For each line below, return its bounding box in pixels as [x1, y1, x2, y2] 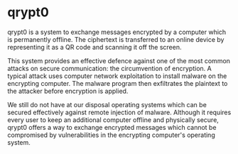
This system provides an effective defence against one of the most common [7, 56, 231, 65]
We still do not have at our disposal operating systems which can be [7, 100, 207, 109]
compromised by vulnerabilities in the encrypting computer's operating [7, 131, 215, 139]
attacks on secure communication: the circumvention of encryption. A [7, 64, 212, 72]
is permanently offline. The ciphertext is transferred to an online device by [7, 35, 225, 43]
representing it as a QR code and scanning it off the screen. [7, 43, 182, 51]
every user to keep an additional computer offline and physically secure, [7, 115, 219, 124]
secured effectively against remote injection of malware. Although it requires [7, 108, 232, 116]
